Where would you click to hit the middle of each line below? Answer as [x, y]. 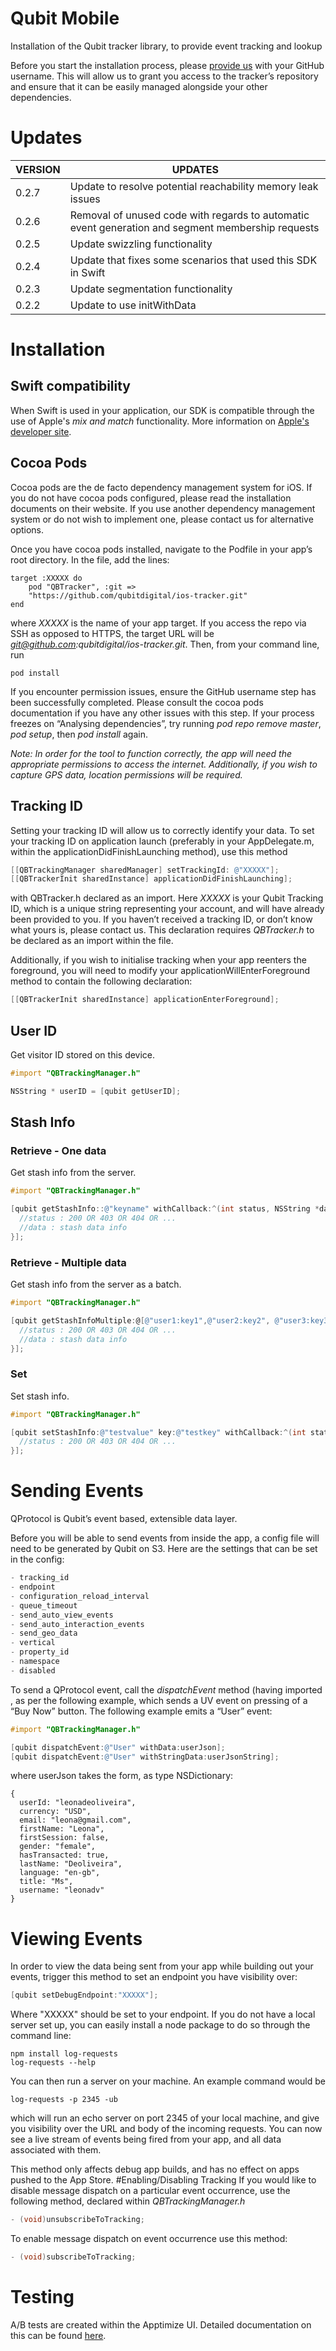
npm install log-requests [64, 2054]
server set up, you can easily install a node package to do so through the [160, 2025]
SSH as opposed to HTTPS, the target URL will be [112, 633]
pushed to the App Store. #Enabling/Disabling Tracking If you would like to [163, 2180]
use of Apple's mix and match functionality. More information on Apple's [160, 421]
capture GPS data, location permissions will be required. [126, 774]
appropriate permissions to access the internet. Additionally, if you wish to [164, 764]
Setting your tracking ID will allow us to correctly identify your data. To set [162, 830]
